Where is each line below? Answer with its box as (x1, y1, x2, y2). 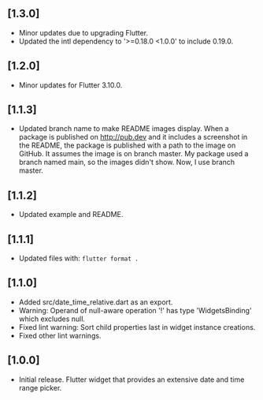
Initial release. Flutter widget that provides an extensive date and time (18, 375, 245, 384)
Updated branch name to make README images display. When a (18, 124, 229, 133)
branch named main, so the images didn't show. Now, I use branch (18, 158, 235, 167)
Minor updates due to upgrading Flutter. (18, 28, 149, 37)
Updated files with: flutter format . (18, 253, 139, 264)
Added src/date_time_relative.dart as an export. (18, 297, 173, 307)
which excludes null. (18, 314, 86, 323)
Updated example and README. (18, 210, 124, 219)
